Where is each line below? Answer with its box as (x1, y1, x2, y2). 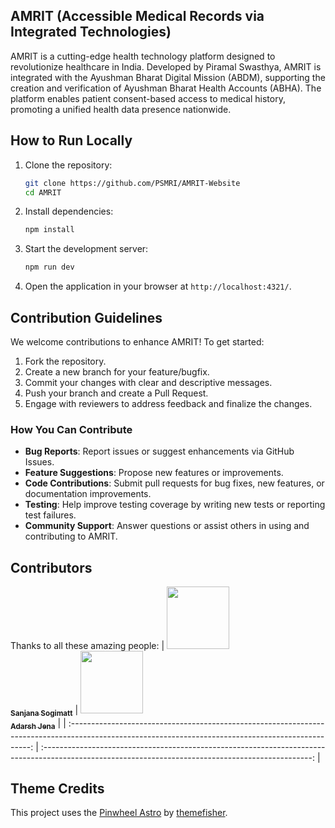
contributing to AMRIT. (24, 530, 118, 543)
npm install (24, 225, 75, 235)
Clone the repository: (24, 159, 113, 171)
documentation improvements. (24, 488, 152, 500)
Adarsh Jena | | (10, 717, 67, 731)
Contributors (10, 559, 93, 576)
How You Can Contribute (10, 422, 133, 436)
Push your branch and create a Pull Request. (24, 387, 209, 399)
